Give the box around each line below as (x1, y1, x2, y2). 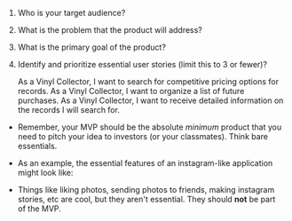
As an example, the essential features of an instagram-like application (17, 158, 273, 168)
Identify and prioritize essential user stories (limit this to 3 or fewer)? (17, 59, 268, 69)
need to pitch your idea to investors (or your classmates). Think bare (17, 131, 269, 141)
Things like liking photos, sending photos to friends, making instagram (17, 185, 275, 194)
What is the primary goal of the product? (17, 42, 167, 52)
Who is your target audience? (17, 8, 126, 18)
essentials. (17, 141, 58, 151)
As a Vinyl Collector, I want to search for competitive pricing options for (17, 76, 280, 87)
